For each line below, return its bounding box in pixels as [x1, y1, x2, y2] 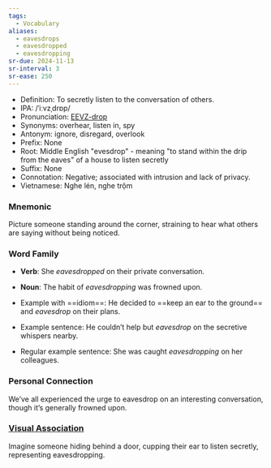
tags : [8, 11, 27, 20]
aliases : [8, 27, 38, 35]
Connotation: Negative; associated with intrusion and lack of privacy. [19, 172, 251, 182]
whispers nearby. [19, 331, 79, 341]
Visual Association [8, 423, 84, 434]
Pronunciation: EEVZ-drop [19, 111, 108, 122]
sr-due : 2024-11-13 [8, 58, 75, 66]
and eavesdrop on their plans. [19, 307, 121, 316]
